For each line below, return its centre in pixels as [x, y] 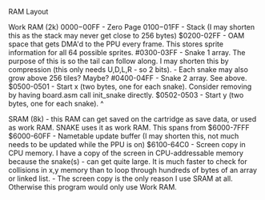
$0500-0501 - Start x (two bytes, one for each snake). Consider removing [130, 86]
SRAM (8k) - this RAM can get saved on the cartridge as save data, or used [132, 119]
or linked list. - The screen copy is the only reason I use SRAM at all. [121, 178]
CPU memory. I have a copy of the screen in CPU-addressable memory [126, 153]
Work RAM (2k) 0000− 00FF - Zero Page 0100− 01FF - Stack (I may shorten [132, 27]
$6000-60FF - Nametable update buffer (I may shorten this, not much [124, 136]
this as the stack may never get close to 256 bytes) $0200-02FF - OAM [126, 36]
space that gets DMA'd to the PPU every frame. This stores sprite [116, 44]
